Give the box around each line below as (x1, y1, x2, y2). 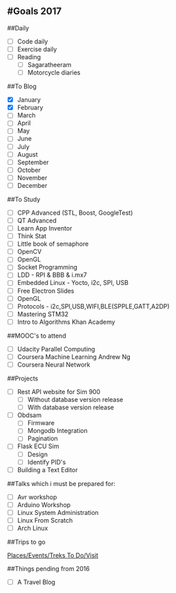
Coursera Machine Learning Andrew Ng (17, 352, 131, 361)
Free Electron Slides (17, 286, 75, 295)
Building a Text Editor (17, 465, 78, 474)
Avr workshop (17, 493, 57, 501)
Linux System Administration (17, 508, 99, 516)
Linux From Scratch (17, 516, 73, 524)
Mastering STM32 (17, 310, 69, 318)
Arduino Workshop (17, 500, 71, 509)
